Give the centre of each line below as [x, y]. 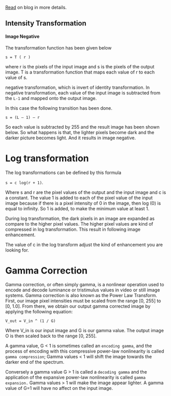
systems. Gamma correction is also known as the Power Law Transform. [81, 295]
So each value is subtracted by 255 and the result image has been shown [82, 127]
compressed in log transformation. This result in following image [73, 229]
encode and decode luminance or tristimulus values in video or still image [83, 290]
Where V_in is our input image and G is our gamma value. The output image [85, 331]
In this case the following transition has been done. [59, 108]
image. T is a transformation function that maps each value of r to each [80, 72]
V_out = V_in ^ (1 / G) [31, 321]
